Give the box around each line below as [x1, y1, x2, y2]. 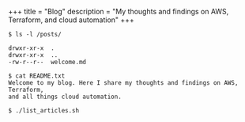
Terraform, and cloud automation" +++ [8, 15, 134, 25]
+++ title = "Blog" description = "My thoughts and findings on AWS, [8, 7, 229, 16]
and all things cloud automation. [8, 93, 122, 101]
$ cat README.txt [8, 72, 66, 80]
